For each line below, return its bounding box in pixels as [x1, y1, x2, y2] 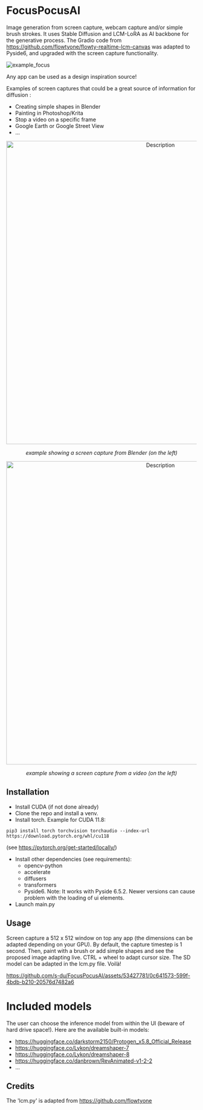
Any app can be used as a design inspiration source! [6, 73, 137, 80]
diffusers [24, 875, 47, 882]
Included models [6, 999, 92, 1013]
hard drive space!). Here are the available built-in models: [6, 1026, 150, 1033]
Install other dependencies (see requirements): [14, 855, 132, 863]
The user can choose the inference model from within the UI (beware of [6, 1020, 185, 1027]
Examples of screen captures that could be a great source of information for [6, 84, 196, 92]
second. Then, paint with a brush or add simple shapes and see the [6, 947, 174, 954]
